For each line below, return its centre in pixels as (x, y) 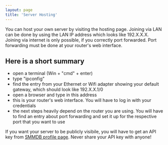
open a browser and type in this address (55, 95)
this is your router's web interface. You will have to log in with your (82, 100)
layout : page (19, 10)
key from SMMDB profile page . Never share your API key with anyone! (78, 137)
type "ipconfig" (29, 79)
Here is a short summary (45, 61)
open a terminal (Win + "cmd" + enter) (53, 74)
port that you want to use (39, 122)
